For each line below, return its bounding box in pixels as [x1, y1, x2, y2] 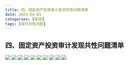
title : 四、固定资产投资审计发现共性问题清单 [5, 7, 89, 12]
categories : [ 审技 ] [5, 16, 45, 21]
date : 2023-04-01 [5, 12, 42, 17]
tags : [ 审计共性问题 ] [5, 21, 46, 26]
